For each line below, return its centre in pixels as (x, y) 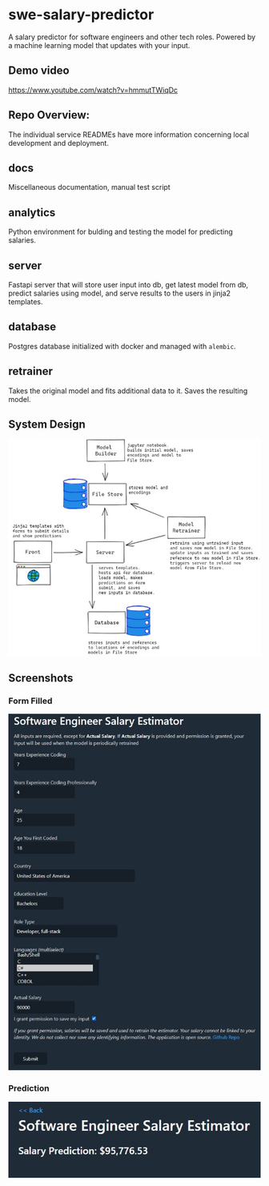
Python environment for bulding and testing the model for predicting (121, 232)
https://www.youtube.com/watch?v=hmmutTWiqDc (93, 90)
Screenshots (41, 678)
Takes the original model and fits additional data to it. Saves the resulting (128, 391)
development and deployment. (59, 143)
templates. (26, 302)
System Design (47, 425)
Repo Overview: (49, 115)
